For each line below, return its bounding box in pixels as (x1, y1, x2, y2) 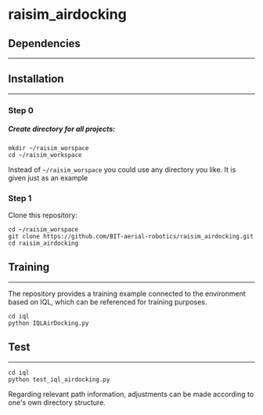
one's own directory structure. (8, 398, 106, 407)
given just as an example (8, 173, 88, 182)
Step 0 (8, 104, 34, 115)
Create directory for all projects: (8, 124, 116, 134)
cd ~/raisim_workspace (8, 151, 82, 158)
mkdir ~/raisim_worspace (8, 144, 89, 152)
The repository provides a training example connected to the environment (8, 289, 246, 298)
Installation (8, 72, 64, 86)
